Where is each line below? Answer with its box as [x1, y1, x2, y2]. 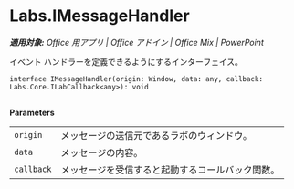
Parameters [9, 107, 55, 119]
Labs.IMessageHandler [9, 5, 190, 26]
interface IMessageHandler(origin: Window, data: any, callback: [9, 74, 263, 83]
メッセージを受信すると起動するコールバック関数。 [60, 163, 280, 176]
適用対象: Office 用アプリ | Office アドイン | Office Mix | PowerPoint [9, 37, 265, 47]
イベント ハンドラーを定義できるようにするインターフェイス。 [9, 56, 244, 67]
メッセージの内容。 [60, 147, 143, 160]
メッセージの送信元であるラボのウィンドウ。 [60, 130, 253, 142]
